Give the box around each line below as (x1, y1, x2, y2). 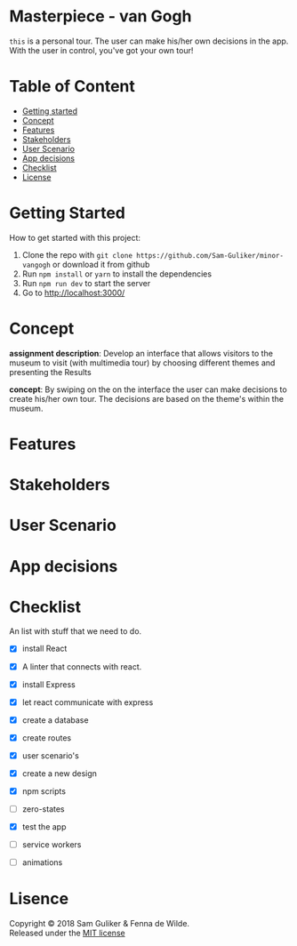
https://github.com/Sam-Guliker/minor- (136, 251, 285, 260)
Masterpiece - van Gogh (9, 6, 192, 27)
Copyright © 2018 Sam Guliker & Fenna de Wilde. (9, 918, 189, 929)
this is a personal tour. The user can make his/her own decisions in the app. (9, 36, 289, 46)
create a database (21, 714, 89, 726)
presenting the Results (9, 366, 92, 377)
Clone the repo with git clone (21, 249, 133, 260)
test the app (21, 822, 67, 832)
